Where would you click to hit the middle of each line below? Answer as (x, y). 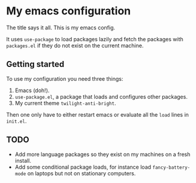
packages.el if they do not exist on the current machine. (75, 45)
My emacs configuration (69, 11)
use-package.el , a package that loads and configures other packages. (101, 96)
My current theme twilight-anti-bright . (65, 103)
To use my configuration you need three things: (65, 78)
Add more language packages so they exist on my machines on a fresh (102, 154)
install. (23, 160)
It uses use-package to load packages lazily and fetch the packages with (95, 39)
